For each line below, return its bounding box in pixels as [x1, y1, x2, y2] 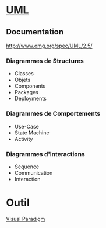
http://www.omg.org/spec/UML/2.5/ [6, 42, 93, 49]
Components [14, 82, 46, 89]
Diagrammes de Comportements [6, 109, 101, 118]
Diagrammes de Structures [6, 57, 84, 65]
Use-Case [14, 123, 39, 130]
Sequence [14, 163, 40, 170]
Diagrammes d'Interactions [6, 150, 86, 158]
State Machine [14, 129, 50, 136]
